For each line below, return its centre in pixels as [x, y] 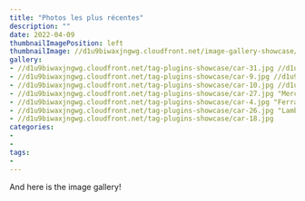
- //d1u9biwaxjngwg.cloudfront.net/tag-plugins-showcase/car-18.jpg [142, 119]
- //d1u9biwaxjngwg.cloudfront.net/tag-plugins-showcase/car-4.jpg [140, 102]
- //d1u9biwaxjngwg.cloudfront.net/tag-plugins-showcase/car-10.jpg [142, 85]
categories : [32, 128]
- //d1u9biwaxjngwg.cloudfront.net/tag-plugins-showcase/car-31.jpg [142, 69]
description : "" [40, 26]
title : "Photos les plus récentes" [77, 18]
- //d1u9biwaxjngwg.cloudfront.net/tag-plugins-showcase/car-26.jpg [142, 110]
